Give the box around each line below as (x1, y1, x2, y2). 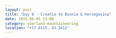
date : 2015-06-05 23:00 (5, 16, 54, 21)
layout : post (5, 7, 32, 12)
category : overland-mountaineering (5, 21, 78, 26)
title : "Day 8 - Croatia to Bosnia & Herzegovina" (5, 12, 112, 17)
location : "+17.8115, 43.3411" (5, 26, 70, 31)
